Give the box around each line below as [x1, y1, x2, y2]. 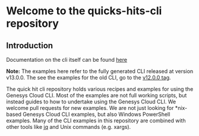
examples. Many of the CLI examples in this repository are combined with [6, 117, 186, 124]
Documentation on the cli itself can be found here [6, 56, 128, 63]
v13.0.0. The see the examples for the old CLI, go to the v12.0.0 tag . [6, 74, 171, 81]
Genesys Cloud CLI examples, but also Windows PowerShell [23, 111, 170, 118]
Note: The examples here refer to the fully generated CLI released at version [6, 68, 194, 75]
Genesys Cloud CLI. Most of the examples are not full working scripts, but [6, 92, 187, 99]
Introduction [6, 40, 53, 50]
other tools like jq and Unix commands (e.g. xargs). [6, 124, 131, 130]
